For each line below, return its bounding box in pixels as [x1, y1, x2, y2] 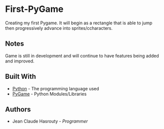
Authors [5, 105, 31, 114]
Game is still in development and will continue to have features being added [5, 53, 159, 59]
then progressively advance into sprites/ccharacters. [5, 25, 113, 31]
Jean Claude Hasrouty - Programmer [12, 118, 88, 125]
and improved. [5, 58, 35, 64]
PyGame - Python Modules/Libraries [12, 91, 87, 97]
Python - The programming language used [12, 85, 99, 91]
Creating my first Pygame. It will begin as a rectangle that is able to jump [5, 20, 153, 26]
